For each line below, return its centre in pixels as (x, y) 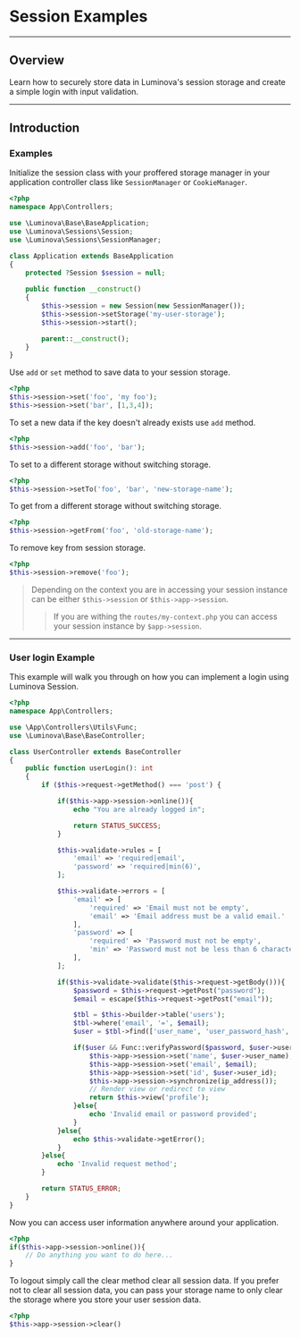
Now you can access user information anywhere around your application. (144, 1222)
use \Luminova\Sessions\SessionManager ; (86, 240)
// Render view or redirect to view (157, 1089)
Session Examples (79, 17)
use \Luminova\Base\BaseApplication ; (79, 224)
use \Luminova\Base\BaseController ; (77, 735)
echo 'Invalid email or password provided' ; (173, 1114)
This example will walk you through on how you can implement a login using (149, 677)
